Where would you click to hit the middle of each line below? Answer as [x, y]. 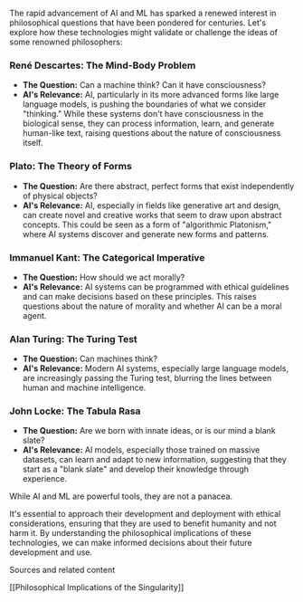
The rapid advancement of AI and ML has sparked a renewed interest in [143, 13]
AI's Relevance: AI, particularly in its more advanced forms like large [151, 95]
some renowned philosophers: [66, 42]
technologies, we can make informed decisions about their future [131, 543]
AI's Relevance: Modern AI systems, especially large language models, [156, 368]
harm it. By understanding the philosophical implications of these [130, 533]
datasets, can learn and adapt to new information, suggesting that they [154, 460]
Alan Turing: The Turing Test [73, 339]
